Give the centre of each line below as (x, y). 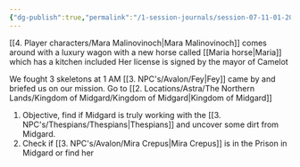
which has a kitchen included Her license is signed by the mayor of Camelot (149, 61)
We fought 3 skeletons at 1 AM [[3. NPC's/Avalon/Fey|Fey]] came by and (142, 79)
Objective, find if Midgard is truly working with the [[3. (121, 115)
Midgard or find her (58, 153)
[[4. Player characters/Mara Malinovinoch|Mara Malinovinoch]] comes (138, 43)
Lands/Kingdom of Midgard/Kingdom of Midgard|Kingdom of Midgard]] (141, 98)
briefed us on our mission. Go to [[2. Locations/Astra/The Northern (132, 88)
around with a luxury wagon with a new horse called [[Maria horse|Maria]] (146, 52)
